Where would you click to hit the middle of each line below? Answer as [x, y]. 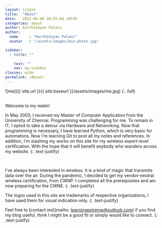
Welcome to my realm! [27, 106]
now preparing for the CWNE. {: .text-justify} [50, 186]
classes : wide [19, 73]
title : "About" [21, 14]
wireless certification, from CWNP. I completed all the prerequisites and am [80, 180]
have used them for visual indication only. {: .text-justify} [62, 200]
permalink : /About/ [25, 77]
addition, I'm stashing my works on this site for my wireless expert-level [77, 141]
